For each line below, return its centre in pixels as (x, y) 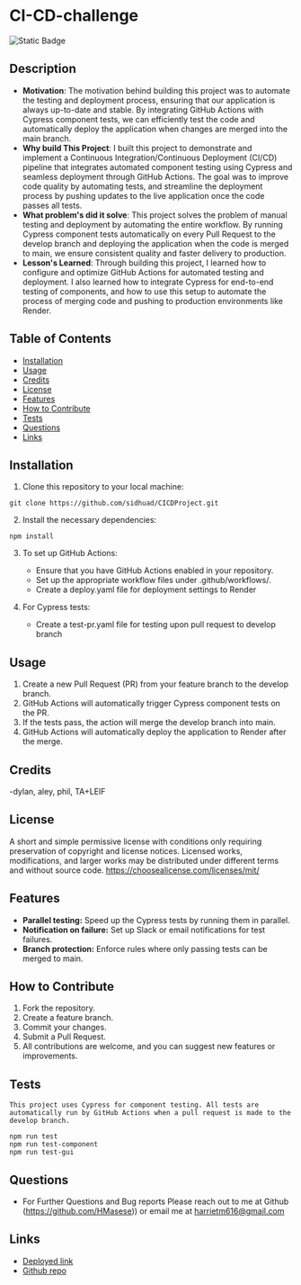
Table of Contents (61, 339)
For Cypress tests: (56, 607)
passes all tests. (52, 205)
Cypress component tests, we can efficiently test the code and (138, 119)
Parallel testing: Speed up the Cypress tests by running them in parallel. (156, 920)
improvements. (50, 1056)
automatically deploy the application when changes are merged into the (155, 129)
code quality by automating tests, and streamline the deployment (142, 186)
